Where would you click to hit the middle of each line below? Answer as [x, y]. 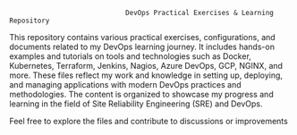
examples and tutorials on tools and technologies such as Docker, [131, 56]
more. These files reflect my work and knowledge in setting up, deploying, [146, 75]
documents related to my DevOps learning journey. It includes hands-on [142, 46]
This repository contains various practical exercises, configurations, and [142, 37]
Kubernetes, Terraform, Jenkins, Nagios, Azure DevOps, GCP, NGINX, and [146, 66]
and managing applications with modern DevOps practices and [125, 84]
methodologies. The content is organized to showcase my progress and [142, 94]
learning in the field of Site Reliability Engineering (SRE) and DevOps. [136, 104]
